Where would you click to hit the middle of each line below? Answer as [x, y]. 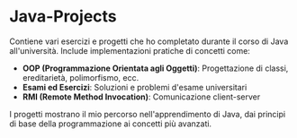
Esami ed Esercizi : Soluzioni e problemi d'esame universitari [135, 87]
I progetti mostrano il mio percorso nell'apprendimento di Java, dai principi [148, 114]
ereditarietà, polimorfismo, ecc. [81, 77]
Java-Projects [63, 17]
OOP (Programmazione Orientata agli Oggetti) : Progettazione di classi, [155, 68]
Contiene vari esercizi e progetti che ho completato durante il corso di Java [149, 41]
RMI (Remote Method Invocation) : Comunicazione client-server [141, 97]
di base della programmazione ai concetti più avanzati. [111, 124]
